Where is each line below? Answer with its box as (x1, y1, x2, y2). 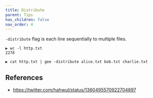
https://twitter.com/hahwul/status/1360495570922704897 (12, 87, 137, 93)
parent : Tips (5, 12, 33, 17)
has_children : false (5, 17, 50, 22)
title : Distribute (5, 7, 45, 13)
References (5, 73, 43, 82)
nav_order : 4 (5, 22, 33, 27)
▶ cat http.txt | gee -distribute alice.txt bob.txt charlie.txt (5, 60, 148, 65)
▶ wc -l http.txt (5, 46, 43, 51)
